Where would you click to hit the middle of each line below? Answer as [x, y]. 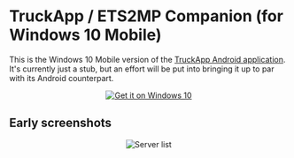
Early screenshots [61, 123]
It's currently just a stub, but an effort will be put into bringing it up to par [142, 69]
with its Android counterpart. [62, 78]
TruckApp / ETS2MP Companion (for [146, 16]
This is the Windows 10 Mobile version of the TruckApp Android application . [147, 59]
